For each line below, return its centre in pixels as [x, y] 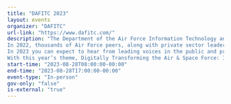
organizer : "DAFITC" [37, 26]
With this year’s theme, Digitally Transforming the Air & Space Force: [113, 58]
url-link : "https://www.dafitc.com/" [61, 32]
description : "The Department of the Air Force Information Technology [112, 39]
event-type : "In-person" [43, 77]
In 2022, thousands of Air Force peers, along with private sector [106, 45]
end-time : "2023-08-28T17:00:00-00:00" [64, 70]
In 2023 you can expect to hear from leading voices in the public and [112, 52]
